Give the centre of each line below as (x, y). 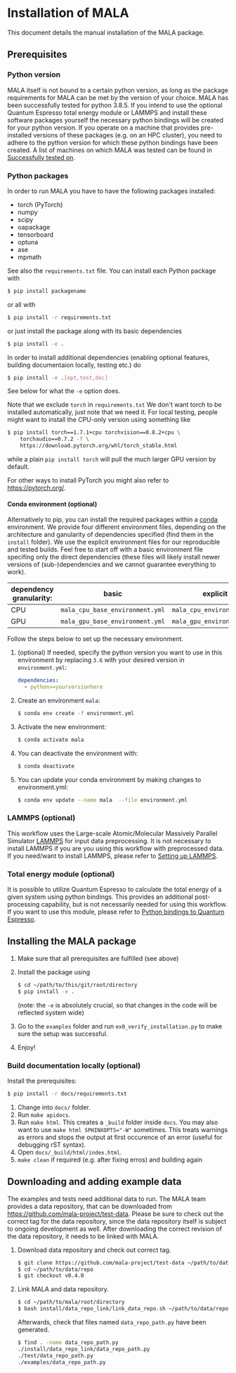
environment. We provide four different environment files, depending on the (117, 527)
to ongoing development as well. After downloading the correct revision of (115, 1229)
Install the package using (54, 972)
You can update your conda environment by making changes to (109, 779)
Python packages (38, 175)
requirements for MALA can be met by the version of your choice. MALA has (118, 97)
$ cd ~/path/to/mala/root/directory (71, 1302)
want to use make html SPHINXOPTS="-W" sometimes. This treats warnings (123, 1129)
